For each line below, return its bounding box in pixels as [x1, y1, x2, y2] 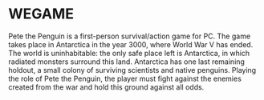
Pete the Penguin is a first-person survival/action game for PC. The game [8, 31, 251, 41]
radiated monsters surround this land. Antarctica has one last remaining [8, 57, 245, 66]
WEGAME [8, 5, 75, 23]
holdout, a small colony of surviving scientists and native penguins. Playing [8, 65, 257, 74]
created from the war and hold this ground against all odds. [8, 82, 205, 92]
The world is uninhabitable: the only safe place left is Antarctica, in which [8, 48, 250, 58]
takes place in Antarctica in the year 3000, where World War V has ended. [8, 39, 254, 49]
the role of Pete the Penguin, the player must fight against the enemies [8, 74, 242, 83]
